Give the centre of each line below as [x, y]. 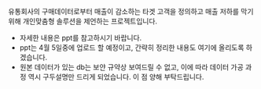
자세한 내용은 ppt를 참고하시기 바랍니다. [81, 38]
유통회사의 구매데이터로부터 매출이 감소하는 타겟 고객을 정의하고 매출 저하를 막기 [131, 11]
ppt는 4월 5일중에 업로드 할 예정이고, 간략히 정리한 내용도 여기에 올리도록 [132, 48]
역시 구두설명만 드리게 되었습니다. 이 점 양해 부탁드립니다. [116, 77]
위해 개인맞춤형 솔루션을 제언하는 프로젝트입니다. [83, 21]
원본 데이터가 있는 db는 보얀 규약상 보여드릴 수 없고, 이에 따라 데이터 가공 [131, 67]
